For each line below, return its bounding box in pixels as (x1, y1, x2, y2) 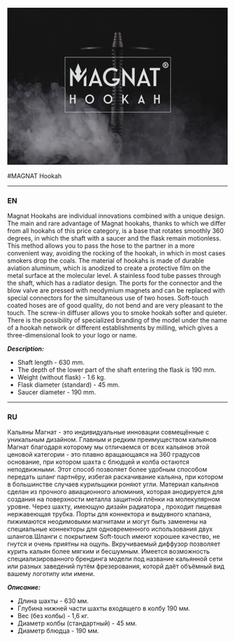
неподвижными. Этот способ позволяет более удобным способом (7, 465, 208, 474)
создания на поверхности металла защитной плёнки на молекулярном (7, 495, 220, 504)
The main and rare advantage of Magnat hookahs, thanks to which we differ (7, 219, 226, 228)
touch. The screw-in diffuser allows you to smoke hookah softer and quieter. (7, 309, 227, 317)
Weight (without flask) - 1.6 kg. (17, 373, 106, 382)
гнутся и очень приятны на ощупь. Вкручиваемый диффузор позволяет (7, 540, 221, 548)
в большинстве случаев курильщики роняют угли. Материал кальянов (7, 480, 219, 488)
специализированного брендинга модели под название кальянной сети (7, 555, 223, 563)
